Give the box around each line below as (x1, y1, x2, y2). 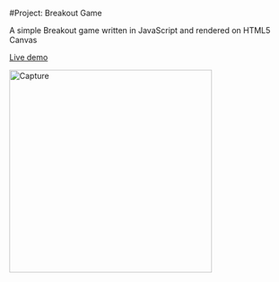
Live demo (9, 52, 48, 62)
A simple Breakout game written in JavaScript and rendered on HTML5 (9, 25, 271, 35)
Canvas (9, 35, 38, 45)
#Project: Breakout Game (9, 8, 102, 18)
